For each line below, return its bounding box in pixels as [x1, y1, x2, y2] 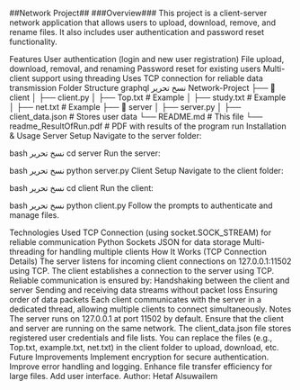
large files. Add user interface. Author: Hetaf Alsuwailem [9, 371, 218, 381]
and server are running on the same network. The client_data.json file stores [9, 323, 292, 333]
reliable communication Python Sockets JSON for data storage [9, 237, 242, 247]
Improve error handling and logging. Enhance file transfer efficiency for [9, 361, 273, 372]
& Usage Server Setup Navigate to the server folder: [9, 131, 202, 141]
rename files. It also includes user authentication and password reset [9, 27, 265, 37]
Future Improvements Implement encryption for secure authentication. [9, 351, 269, 362]
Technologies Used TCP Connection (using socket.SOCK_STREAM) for [9, 227, 272, 238]
